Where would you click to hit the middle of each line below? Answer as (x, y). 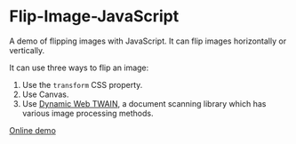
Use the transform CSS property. (82, 84)
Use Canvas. (45, 94)
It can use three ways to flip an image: (79, 68)
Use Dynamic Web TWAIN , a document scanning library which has (144, 103)
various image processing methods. (88, 113)
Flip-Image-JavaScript (94, 16)
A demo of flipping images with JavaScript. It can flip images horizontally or (148, 41)
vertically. (27, 50)
